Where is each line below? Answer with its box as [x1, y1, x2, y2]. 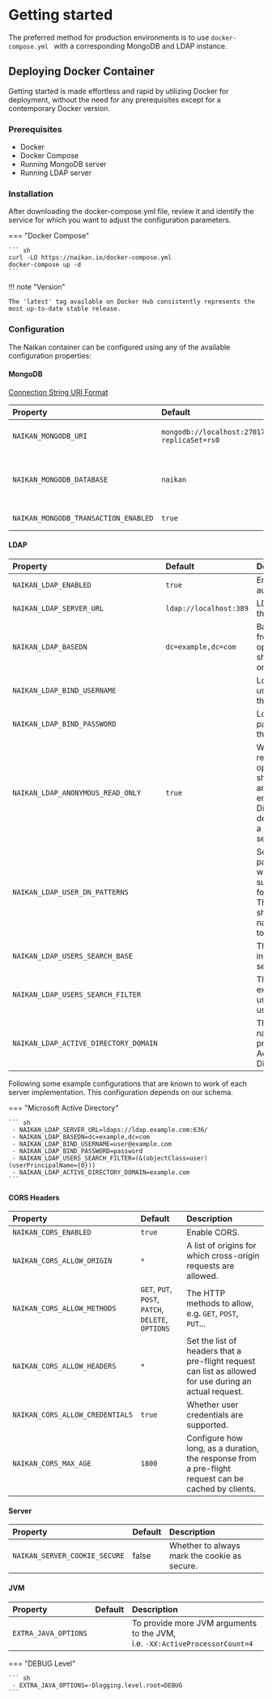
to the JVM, [132, 1628, 176, 1639]
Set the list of [186, 1336, 237, 1347]
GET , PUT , [140, 1284, 172, 1295]
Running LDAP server [19, 168, 91, 178]
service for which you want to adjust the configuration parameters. [8, 215, 232, 225]
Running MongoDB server [19, 160, 107, 169]
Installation [8, 188, 54, 200]
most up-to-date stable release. [8, 305, 121, 313]
